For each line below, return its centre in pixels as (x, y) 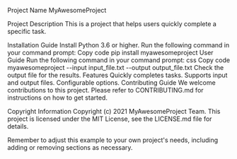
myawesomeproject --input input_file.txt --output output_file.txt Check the (116, 67)
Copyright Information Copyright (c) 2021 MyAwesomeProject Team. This (114, 111)
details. (18, 126)
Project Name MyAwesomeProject (57, 10)
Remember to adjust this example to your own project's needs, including (113, 140)
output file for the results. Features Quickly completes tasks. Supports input (117, 75)
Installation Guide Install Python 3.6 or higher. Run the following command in (118, 45)
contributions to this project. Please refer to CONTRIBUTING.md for (105, 90)
